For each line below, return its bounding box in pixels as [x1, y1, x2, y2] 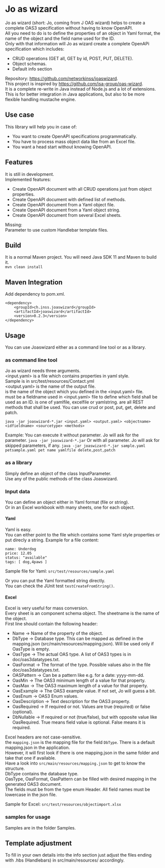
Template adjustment [5, 839, 72, 847]
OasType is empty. [12, 646, 50, 652]
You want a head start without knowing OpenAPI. [12, 144, 112, 150]
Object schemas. [12, 61, 47, 67]
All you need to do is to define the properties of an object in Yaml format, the [5, 30, 161, 36]
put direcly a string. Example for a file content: [5, 537, 99, 543]
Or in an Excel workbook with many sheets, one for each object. [5, 504, 135, 510]
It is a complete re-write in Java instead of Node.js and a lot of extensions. [5, 86, 156, 92]
